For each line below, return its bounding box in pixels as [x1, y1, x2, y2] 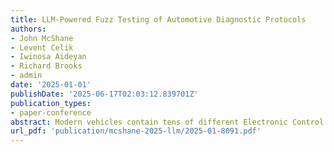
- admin [10, 71, 43, 81]
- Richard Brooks [10, 61, 83, 71]
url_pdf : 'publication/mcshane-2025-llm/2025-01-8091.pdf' [10, 126, 262, 136]
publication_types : [10, 98, 92, 108]
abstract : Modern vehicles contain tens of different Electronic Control [10, 117, 325, 127]
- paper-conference [10, 107, 92, 118]
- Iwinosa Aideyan [10, 52, 87, 62]
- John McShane [10, 33, 74, 43]
